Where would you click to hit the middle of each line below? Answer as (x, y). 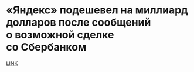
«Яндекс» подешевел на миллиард (97, 10)
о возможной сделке (60, 35)
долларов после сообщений (79, 22)
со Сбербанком (46, 47)
